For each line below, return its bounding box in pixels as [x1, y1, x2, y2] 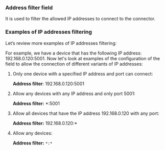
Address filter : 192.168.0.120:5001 [12, 81, 84, 87]
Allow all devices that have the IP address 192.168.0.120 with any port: [12, 110, 159, 116]
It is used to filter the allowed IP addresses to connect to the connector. [5, 16, 156, 22]
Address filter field [5, 4, 53, 11]
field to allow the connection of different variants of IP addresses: [5, 61, 143, 67]
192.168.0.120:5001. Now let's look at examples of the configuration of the [5, 55, 160, 61]
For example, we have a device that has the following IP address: [5, 50, 142, 56]
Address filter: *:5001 [12, 100, 60, 106]
